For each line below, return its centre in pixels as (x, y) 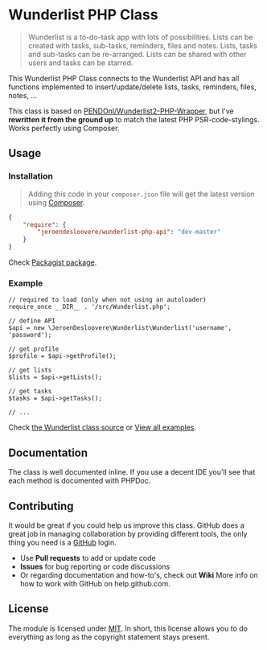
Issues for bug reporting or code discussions (95, 566)
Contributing (41, 506)
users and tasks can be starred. (80, 63)
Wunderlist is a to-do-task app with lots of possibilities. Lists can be (140, 37)
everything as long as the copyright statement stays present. (109, 636)
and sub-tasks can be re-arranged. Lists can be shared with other (137, 54)
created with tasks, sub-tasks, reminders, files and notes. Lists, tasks (143, 45)
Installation (31, 176)
